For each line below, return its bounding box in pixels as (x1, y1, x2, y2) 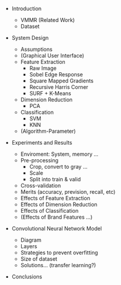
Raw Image (29, 65, 57, 72)
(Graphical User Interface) (20, 52, 84, 59)
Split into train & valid (29, 176, 81, 182)
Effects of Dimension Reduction (20, 201, 97, 208)
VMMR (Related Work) (20, 17, 75, 23)
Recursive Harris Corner (29, 84, 89, 91)
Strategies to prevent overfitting (20, 249, 99, 256)
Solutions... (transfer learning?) (20, 262, 96, 268)
